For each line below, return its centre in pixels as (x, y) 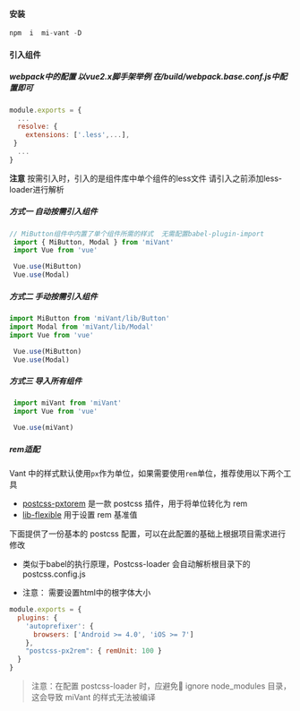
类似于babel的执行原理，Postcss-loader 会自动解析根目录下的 (136, 564)
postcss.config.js (54, 574)
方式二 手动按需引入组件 (54, 296)
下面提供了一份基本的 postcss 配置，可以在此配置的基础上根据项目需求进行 (148, 534)
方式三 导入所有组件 (46, 381)
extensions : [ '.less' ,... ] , (77, 135)
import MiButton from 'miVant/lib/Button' (90, 319)
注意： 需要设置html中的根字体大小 (86, 593)
